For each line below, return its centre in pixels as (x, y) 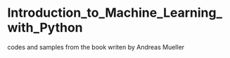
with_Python (45, 28)
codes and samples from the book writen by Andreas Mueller (96, 47)
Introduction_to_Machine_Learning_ (115, 13)
